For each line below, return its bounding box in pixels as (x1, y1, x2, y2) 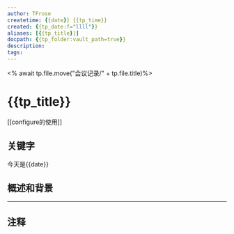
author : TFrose (7, 10, 52, 17)
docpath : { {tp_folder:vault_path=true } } (7, 36, 127, 43)
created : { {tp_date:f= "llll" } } (7, 23, 98, 30)
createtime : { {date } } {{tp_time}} (7, 17, 108, 24)
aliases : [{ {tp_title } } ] (7, 29, 79, 37)
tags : (7, 49, 23, 56)
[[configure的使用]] (7, 118, 63, 126)
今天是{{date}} (7, 159, 49, 168)
